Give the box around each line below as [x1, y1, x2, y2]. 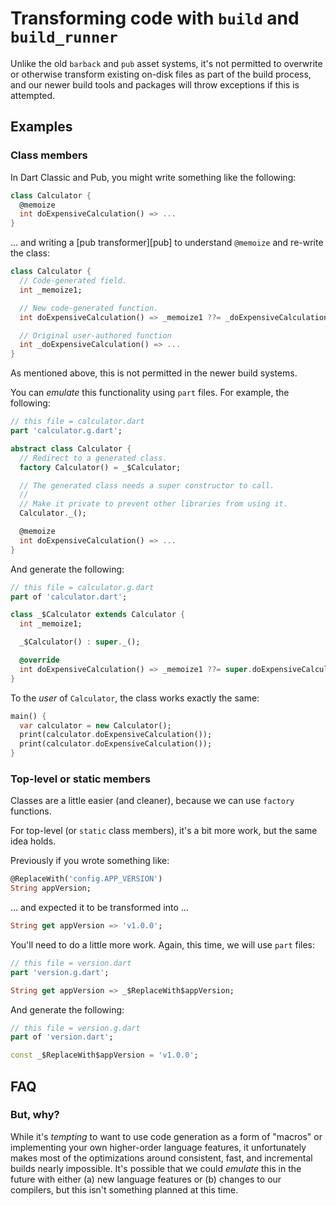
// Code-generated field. [19, 276, 128, 286]
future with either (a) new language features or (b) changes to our [10, 1173, 282, 1185]
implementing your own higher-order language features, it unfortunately [10, 1141, 307, 1153]
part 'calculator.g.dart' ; [10, 426, 123, 436]
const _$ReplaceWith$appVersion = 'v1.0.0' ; [10, 1050, 199, 1061]
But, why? [10, 1108, 60, 1122]
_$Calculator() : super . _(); [19, 637, 141, 647]
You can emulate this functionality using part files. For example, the [10, 387, 290, 399]
